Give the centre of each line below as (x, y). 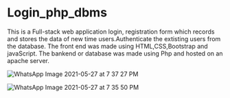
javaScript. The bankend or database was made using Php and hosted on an (115, 53)
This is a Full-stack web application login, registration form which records (111, 32)
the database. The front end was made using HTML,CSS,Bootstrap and (107, 46)
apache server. (28, 60)
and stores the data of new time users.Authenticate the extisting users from (114, 38)
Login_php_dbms (57, 13)
